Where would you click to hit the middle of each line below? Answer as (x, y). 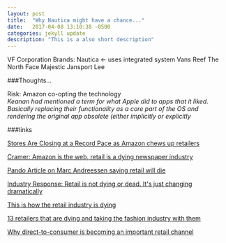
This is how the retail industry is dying (62, 205)
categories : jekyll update (46, 33)
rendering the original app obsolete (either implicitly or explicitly (99, 117)
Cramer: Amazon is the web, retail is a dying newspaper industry (100, 157)
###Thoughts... (30, 80)
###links (20, 130)
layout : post (26, 14)
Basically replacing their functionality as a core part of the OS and (103, 109)
